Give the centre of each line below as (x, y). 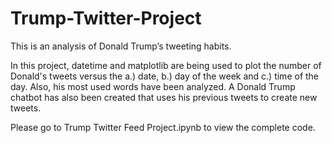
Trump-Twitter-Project (106, 18)
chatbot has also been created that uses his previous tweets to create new (164, 97)
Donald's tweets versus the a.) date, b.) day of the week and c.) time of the (165, 76)
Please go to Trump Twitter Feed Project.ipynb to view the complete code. (163, 127)
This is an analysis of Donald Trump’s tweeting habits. (121, 46)
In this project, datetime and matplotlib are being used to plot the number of (166, 65)
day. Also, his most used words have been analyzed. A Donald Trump (153, 86)
